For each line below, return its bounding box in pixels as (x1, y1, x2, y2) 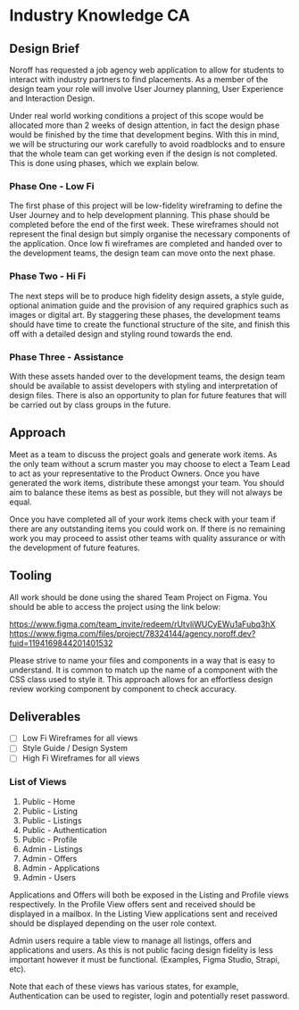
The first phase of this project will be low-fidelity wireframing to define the (9, 200, 283, 211)
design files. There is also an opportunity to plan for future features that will (9, 389, 287, 400)
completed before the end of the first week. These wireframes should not (9, 220, 279, 230)
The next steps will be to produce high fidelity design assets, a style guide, (9, 290, 285, 301)
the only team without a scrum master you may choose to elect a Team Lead (9, 458, 291, 469)
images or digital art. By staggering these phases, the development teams (9, 309, 281, 320)
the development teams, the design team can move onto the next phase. (9, 247, 276, 259)
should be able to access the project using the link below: (9, 601, 221, 612)
